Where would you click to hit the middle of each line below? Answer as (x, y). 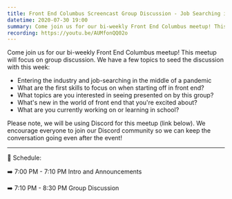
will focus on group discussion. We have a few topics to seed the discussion (116, 60)
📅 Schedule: (24, 158)
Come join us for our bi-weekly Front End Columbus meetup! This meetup (112, 53)
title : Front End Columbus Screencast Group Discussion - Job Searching (114, 13)
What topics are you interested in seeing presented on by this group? (115, 95)
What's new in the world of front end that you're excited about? (107, 103)
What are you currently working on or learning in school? (98, 110)
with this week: (29, 67)
